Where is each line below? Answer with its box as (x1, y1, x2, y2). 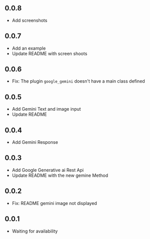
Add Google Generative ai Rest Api (12, 167, 84, 173)
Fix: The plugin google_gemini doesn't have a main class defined (12, 78, 145, 84)
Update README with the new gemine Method (12, 172, 108, 178)
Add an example (12, 45, 46, 51)
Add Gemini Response (12, 139, 58, 145)
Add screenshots (12, 17, 48, 23)
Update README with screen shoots (12, 50, 87, 57)
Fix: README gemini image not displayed (12, 200, 97, 206)
